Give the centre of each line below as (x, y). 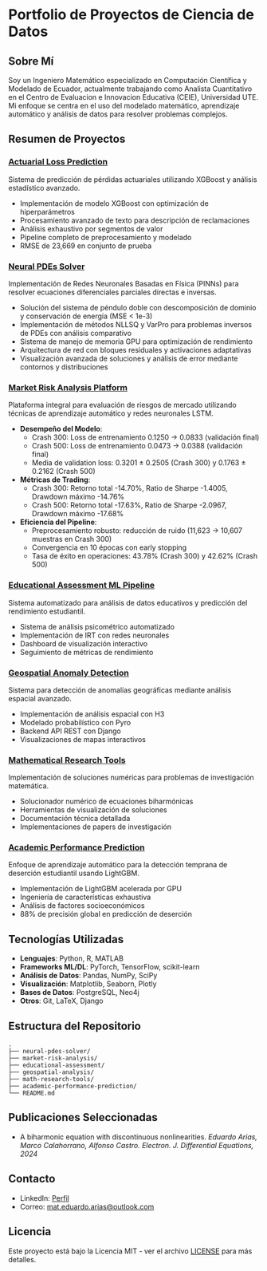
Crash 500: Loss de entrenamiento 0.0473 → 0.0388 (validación (137, 446)
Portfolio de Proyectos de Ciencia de (132, 15)
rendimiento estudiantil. (47, 611)
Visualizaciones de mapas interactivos (82, 739)
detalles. (22, 1259)
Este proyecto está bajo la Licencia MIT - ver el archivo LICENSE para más (130, 1251)
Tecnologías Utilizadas (66, 939)
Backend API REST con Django (70, 731)
